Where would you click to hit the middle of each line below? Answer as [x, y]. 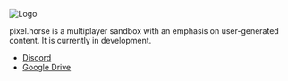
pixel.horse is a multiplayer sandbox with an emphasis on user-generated [144, 31]
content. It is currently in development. [80, 40]
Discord [37, 57]
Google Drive [47, 67]
